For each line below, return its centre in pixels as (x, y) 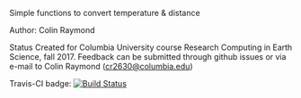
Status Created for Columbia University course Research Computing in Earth (151, 47)
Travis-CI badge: (40, 83)
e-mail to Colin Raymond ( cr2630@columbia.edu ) (101, 66)
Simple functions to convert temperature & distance (105, 13)
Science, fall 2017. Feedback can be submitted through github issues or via (148, 57)
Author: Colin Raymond (53, 30)
